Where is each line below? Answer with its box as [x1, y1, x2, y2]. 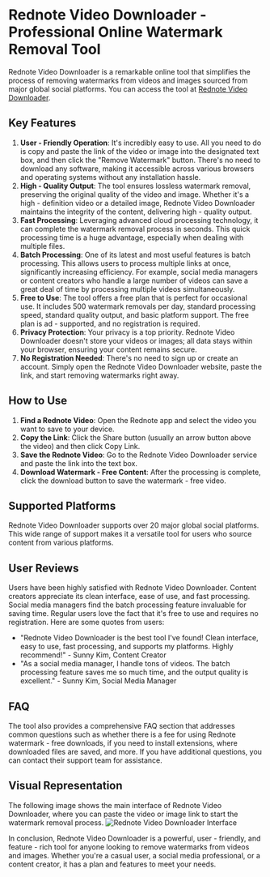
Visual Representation [8, 779, 123, 793]
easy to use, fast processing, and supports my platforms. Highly [19, 642, 234, 652]
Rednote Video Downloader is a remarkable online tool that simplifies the [8, 66, 251, 76]
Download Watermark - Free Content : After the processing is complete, [19, 467, 261, 477]
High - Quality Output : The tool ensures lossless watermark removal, [19, 181, 251, 190]
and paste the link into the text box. [19, 458, 138, 468]
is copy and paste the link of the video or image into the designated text [19, 146, 259, 156]
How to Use [8, 394, 68, 408]
